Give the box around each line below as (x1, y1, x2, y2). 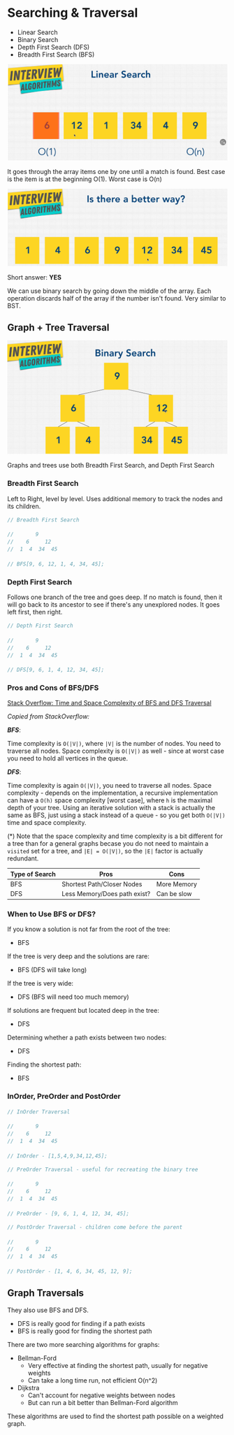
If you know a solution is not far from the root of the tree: (7, 925, 170, 934)
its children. (7, 502, 41, 510)
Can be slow (156, 890, 192, 898)
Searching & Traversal (7, 5, 138, 21)
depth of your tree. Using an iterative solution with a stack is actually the (7, 804, 215, 812)
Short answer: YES (7, 273, 61, 281)
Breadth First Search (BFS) (17, 50, 95, 59)
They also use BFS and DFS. (7, 1306, 89, 1314)
